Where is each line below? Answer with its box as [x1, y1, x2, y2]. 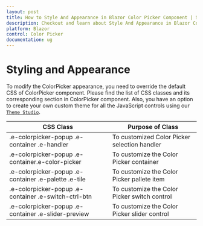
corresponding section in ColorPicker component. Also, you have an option [6, 95, 193, 102]
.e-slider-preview [37, 209, 89, 218]
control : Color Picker [6, 31, 63, 37]
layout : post [6, 8, 39, 15]
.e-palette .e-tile [37, 175, 86, 183]
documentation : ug [6, 37, 53, 43]
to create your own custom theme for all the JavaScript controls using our [6, 102, 190, 109]
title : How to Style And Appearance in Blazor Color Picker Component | [6, 14, 193, 20]
